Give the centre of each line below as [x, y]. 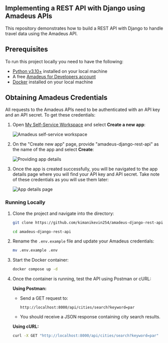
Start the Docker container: [40, 260]
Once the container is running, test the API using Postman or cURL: [82, 279]
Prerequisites [27, 49]
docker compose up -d [35, 269]
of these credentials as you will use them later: [60, 180]
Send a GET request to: [44, 298]
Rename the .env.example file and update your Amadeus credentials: [83, 241]
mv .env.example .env [35, 251]
